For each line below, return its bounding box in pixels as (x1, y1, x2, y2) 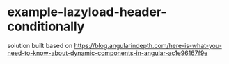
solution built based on (7, 41, 73, 50)
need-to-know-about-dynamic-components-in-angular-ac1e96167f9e (7, 49, 208, 57)
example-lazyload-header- (7, 4, 167, 20)
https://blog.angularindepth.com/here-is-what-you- (74, 41, 223, 50)
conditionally (7, 19, 85, 34)
